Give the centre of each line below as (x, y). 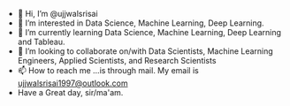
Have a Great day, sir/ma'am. (70, 92)
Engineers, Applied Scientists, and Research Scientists (117, 61)
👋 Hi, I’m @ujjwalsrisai (58, 14)
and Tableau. (41, 42)
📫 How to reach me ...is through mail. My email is (108, 70)
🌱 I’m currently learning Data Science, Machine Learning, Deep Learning (149, 32)
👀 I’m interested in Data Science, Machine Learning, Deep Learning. (141, 23)
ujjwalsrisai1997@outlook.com (72, 83)
